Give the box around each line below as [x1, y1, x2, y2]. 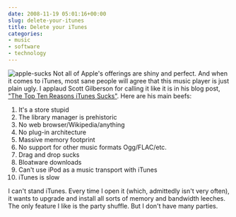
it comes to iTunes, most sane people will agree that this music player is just [8, 76, 230, 85]
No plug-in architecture [18, 128, 87, 136]
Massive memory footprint [18, 135, 95, 143]
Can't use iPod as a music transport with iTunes [18, 165, 158, 174]
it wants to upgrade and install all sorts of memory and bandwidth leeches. [8, 194, 225, 202]
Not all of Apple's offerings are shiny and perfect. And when [52, 69, 228, 78]
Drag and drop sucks [18, 150, 80, 159]
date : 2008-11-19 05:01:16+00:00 [8, 10, 107, 18]
